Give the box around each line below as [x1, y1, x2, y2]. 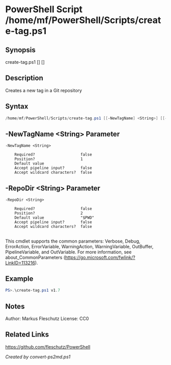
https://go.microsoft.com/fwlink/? [65, 254, 136, 260]
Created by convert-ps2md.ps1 [5, 353, 71, 360]
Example [5, 274, 34, 283]
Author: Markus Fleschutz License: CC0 [5, 316, 89, 322]
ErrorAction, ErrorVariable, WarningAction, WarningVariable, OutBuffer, [5, 243, 154, 249]
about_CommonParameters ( [5, 254, 66, 260]
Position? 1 [14, 157, 83, 162]
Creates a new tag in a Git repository [5, 87, 82, 93]
